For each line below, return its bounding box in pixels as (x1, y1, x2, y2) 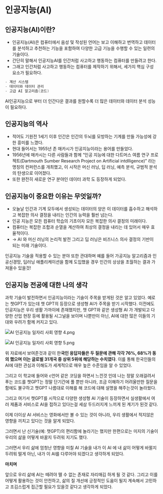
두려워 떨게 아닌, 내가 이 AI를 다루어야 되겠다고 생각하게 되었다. (5, 451, 125, 457)
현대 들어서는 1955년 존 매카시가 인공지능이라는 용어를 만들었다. (12, 146, 134, 152)
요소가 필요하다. (12, 70, 42, 76)
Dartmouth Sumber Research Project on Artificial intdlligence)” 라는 (21, 158, 156, 164)
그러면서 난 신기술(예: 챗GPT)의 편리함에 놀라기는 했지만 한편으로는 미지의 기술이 (5, 428, 159, 434)
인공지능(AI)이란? (5, 25, 56, 34)
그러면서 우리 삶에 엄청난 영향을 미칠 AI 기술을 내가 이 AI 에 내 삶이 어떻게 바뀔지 (5, 445, 157, 451)
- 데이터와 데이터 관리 (5, 84, 44, 89)
